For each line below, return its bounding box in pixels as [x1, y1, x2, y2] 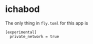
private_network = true [9, 34, 59, 39]
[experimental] [5, 29, 37, 34]
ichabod [5, 3, 40, 15]
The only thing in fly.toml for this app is [5, 20, 88, 26]
